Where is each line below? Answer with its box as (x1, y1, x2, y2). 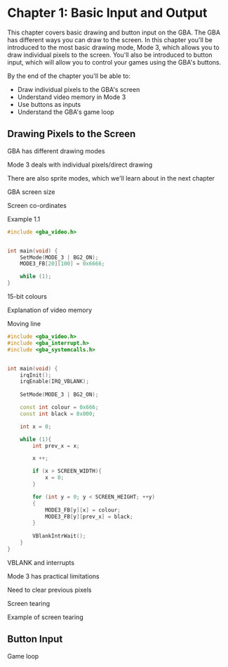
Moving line (7, 320, 41, 328)
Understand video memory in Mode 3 (17, 93, 126, 101)
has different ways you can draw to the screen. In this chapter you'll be (7, 35, 213, 44)
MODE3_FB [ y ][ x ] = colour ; (44, 506, 121, 514)
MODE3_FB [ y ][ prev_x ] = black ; (44, 513, 133, 520)
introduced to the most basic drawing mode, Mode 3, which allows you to (7, 43, 220, 51)
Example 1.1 (7, 214, 41, 223)
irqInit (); (20, 371, 52, 379)
